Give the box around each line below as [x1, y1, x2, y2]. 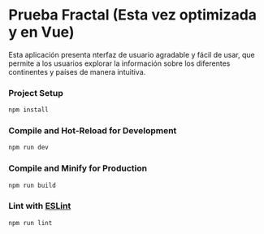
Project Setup [8, 87, 63, 98]
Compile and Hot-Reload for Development [8, 125, 177, 136]
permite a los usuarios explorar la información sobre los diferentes [8, 58, 231, 68]
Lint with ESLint [8, 201, 71, 212]
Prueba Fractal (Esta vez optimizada [8, 6, 258, 24]
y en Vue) [8, 23, 75, 41]
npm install [8, 106, 49, 115]
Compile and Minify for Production [8, 162, 148, 174]
